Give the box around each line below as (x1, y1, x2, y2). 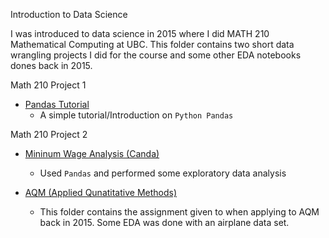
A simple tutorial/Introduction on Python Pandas (39, 109, 234, 121)
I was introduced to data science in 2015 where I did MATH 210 (10, 28, 270, 39)
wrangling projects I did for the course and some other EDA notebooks (10, 49, 302, 61)
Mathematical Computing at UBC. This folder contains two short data (10, 39, 295, 50)
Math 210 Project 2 (10, 129, 88, 140)
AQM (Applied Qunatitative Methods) (24, 187, 178, 198)
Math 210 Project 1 (10, 79, 87, 91)
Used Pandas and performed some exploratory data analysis (39, 167, 287, 179)
